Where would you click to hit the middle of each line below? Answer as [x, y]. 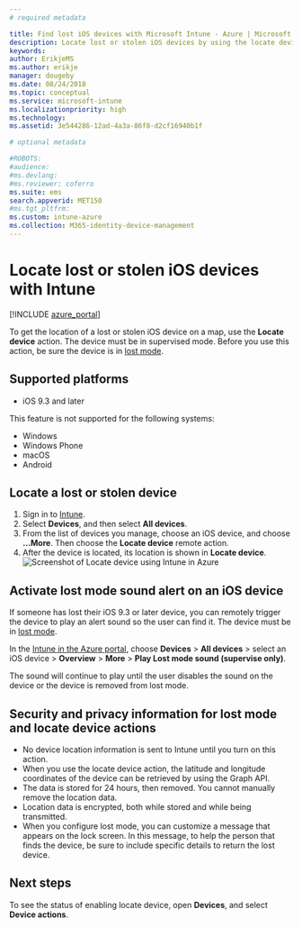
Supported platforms [69, 379]
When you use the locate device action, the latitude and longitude [144, 769]
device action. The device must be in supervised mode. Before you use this [149, 341]
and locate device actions [83, 727]
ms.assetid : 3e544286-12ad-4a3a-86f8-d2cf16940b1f [106, 126]
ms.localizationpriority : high [68, 109]
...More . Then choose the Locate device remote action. [125, 543]
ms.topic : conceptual [50, 92]
